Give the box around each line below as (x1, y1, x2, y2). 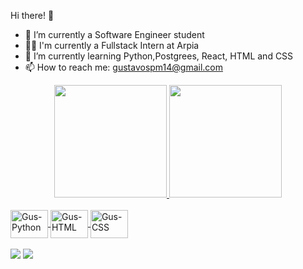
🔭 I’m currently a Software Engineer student (24, 29, 205, 40)
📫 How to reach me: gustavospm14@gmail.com (24, 61, 224, 73)
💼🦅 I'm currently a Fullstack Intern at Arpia (24, 40, 200, 51)
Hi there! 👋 (10, 10, 55, 21)
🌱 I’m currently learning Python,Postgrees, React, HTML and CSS (24, 50, 294, 62)
